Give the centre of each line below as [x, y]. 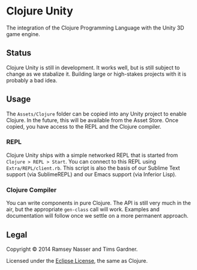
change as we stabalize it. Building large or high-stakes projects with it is [96, 74]
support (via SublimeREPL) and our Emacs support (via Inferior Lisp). [92, 174]
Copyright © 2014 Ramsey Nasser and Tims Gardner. [72, 249]
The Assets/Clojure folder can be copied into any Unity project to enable [97, 114]
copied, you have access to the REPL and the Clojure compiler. [84, 126]
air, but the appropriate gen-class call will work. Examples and [83, 209]
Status [19, 53]
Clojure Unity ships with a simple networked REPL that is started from [92, 155]
